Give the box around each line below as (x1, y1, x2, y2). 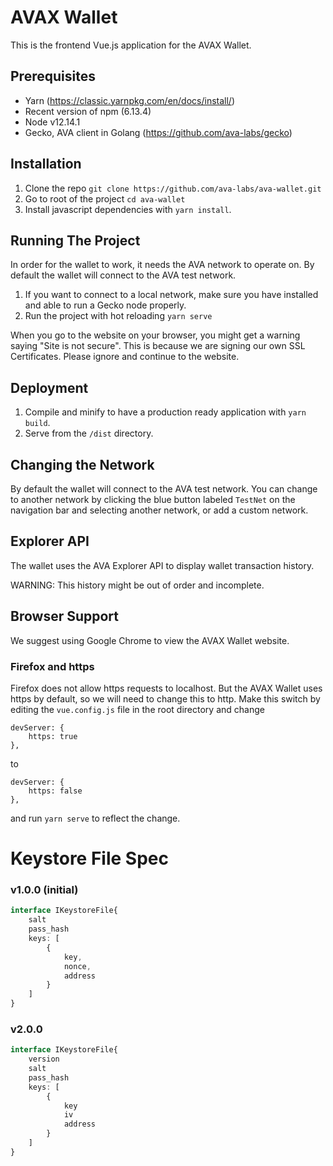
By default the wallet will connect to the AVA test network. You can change (10, 483, 318, 495)
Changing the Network (10, 456, 155, 473)
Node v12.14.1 (24, 116, 81, 128)
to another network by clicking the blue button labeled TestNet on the (10, 494, 296, 505)
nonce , (63, 961, 92, 971)
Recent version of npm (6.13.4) (24, 105, 152, 117)
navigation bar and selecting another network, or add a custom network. (10, 504, 309, 516)
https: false (28, 786, 83, 796)
